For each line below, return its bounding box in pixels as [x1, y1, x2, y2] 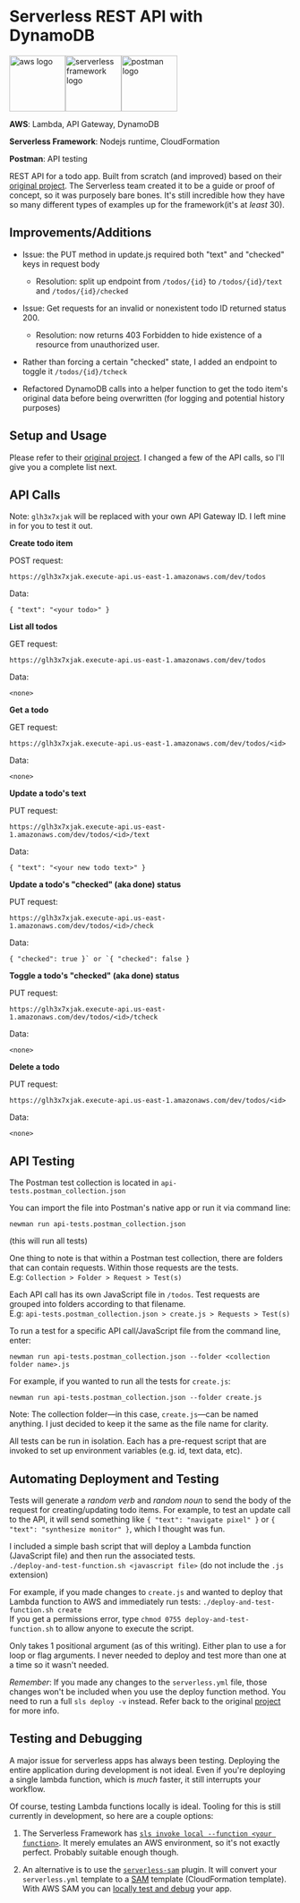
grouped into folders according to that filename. [9, 1299, 186, 1310]
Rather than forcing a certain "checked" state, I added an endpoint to [21, 356, 278, 367]
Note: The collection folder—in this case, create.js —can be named [9, 1409, 259, 1420]
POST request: [9, 555, 64, 566]
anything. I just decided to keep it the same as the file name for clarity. [9, 1419, 269, 1429]
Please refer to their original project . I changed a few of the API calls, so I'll [9, 452, 285, 463]
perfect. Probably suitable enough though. [21, 1847, 179, 1857]
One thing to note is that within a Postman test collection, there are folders [9, 1253, 284, 1264]
